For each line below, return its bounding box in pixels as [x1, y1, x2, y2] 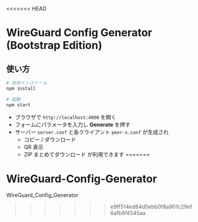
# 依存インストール [6, 80, 48, 86]
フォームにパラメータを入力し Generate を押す [14, 121, 130, 128]
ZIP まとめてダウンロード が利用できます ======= [23, 150, 150, 158]
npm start [6, 101, 31, 108]
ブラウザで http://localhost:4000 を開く [14, 113, 117, 121]
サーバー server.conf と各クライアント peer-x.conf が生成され [14, 128, 169, 135]
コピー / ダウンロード [23, 135, 77, 143]
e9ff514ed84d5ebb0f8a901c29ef [110, 203, 193, 211]
